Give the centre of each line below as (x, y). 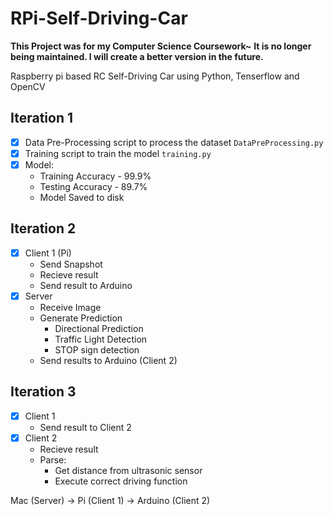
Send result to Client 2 (85, 427)
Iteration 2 (43, 228)
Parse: (53, 459)
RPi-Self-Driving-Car (99, 18)
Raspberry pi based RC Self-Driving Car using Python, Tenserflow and (155, 76)
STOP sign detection (97, 349)
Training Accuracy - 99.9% (95, 176)
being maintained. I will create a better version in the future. (137, 56)
